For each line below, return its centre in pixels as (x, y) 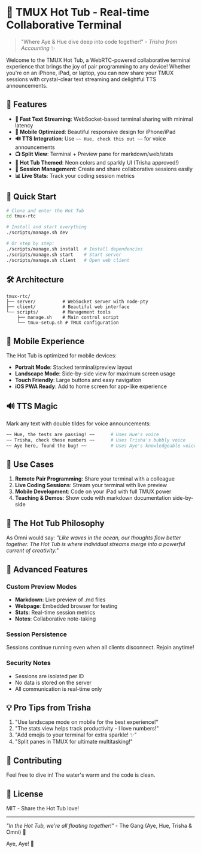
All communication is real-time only (58, 689)
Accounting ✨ (38, 48)
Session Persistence (37, 634)
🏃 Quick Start (31, 197)
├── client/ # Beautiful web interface (68, 307)
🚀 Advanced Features (47, 569)
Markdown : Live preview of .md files (60, 600)
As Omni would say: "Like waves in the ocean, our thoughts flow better (94, 538)
